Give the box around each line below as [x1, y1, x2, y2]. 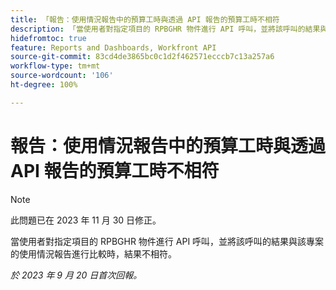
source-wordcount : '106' [10, 71, 114, 81]
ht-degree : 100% [10, 80, 78, 90]
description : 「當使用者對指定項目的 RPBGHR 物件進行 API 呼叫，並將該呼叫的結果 [10, 24, 321, 34]
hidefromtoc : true [10, 33, 87, 43]
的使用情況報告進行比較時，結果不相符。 [10, 247, 177, 260]
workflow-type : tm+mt [10, 61, 101, 71]
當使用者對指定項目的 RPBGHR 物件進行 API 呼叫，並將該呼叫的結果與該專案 [10, 235, 325, 247]
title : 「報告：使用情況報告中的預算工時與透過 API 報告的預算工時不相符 [10, 14, 280, 25]
